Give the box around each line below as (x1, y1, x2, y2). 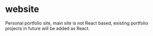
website (5, 3, 39, 15)
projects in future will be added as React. (5, 25, 90, 31)
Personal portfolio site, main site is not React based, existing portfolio (5, 20, 148, 26)
